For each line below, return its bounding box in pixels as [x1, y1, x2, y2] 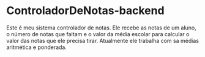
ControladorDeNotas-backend [6, 4, 165, 18]
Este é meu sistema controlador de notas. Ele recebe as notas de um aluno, [6, 24, 197, 31]
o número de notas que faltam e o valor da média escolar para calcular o [6, 30, 190, 37]
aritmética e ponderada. [6, 44, 67, 51]
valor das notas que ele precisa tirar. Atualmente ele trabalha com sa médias [6, 37, 199, 44]
